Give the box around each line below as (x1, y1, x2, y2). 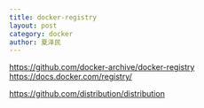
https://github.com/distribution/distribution (9, 89, 166, 99)
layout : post (9, 21, 58, 30)
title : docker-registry (9, 12, 98, 22)
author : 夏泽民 (9, 37, 61, 47)
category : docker (9, 29, 74, 38)
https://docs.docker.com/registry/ (9, 72, 133, 82)
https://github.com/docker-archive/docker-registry (9, 62, 195, 73)
